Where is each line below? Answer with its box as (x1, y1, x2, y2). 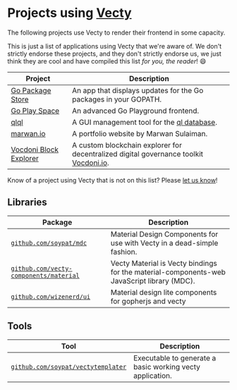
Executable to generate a (133, 353, 217, 362)
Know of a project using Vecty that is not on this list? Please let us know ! (7, 176, 218, 184)
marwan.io (11, 128, 46, 138)
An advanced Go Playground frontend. (71, 106, 200, 116)
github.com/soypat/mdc (11, 238, 87, 247)
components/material (11, 272, 80, 279)
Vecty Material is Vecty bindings (110, 258, 217, 268)
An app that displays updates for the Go (71, 85, 204, 95)
